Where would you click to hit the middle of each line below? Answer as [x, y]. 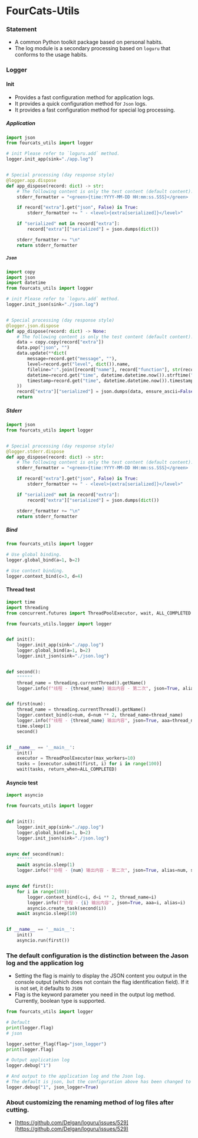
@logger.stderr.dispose [35, 452]
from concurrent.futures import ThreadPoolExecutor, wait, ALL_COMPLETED [99, 613]
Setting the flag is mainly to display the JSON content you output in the [101, 976]
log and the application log [45, 963]
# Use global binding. [34, 555]
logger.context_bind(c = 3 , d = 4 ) [44, 576]
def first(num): [26, 704]
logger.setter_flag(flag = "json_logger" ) [57, 1044]
